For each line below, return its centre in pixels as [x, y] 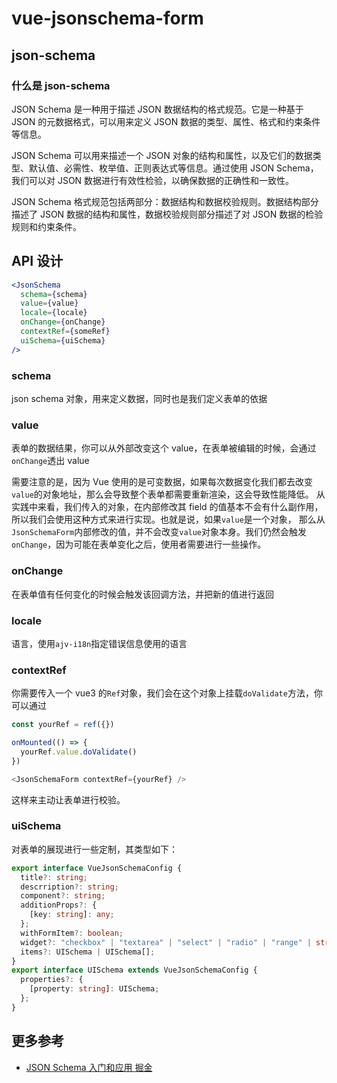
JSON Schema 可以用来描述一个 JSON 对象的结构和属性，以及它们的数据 [162, 155]
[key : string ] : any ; [72, 915]
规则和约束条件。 [46, 226]
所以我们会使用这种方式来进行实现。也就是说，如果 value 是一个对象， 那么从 [168, 519]
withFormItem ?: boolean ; [72, 933]
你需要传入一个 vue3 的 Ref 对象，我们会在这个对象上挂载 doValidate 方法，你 [167, 693]
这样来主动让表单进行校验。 [68, 799]
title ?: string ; [54, 877]
